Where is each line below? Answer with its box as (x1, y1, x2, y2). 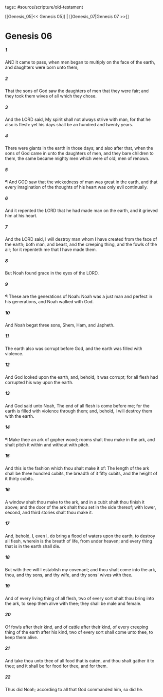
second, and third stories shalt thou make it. (5, 509, 93, 515)
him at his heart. (5, 213, 37, 218)
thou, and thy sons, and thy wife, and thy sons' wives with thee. (5, 572, 133, 578)
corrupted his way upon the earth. (5, 379, 73, 385)
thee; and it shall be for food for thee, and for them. (5, 663, 108, 669)
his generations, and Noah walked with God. (5, 298, 94, 304)
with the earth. (5, 413, 35, 419)
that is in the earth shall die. (5, 543, 61, 549)
